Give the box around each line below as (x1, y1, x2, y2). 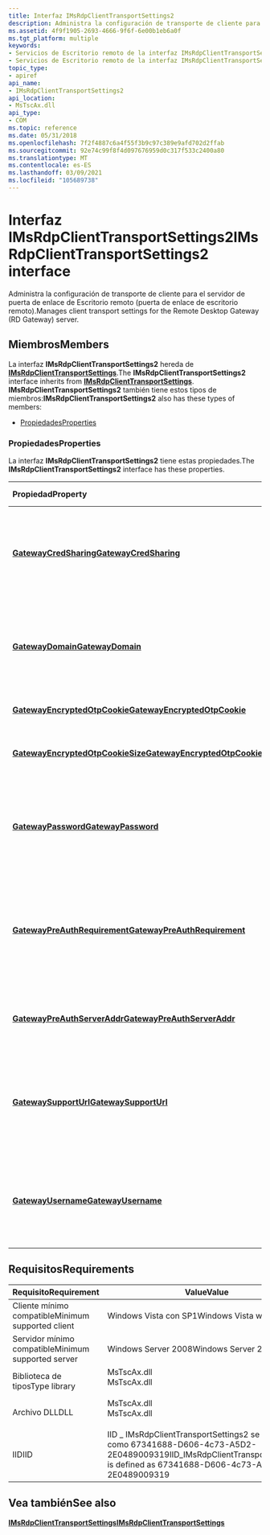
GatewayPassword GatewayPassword (12, 821, 159, 832)
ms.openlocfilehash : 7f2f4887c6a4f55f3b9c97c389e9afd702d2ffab (8, 138, 225, 147)
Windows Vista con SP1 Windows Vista (107, 1310, 254, 1321)
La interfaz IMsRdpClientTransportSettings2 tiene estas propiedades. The (8, 455, 255, 465)
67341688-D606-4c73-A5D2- (130, 1438, 257, 1450)
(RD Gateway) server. (8, 315, 80, 324)
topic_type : (8, 64, 48, 72)
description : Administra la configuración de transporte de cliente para (8, 19, 261, 27)
